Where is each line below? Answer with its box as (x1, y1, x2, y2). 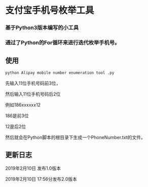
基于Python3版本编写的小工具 (5, 24, 79, 31)
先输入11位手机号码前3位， (5, 80, 61, 86)
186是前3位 (5, 113, 29, 119)
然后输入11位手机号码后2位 (5, 91, 61, 97)
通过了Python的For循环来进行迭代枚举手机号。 (5, 39, 120, 46)
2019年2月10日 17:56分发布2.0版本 (5, 176, 77, 182)
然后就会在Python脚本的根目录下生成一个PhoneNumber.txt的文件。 (5, 134, 145, 140)
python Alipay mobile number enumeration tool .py (5, 70, 115, 75)
